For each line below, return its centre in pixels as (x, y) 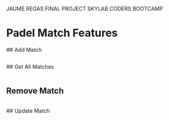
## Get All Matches (30, 66)
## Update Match (28, 110)
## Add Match (24, 49)
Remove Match (35, 91)
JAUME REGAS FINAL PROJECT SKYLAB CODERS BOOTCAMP (84, 9)
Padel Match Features (62, 33)
